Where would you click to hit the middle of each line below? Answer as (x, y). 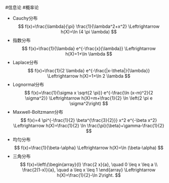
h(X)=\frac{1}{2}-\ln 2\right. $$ (89, 175)
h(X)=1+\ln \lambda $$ (89, 54)
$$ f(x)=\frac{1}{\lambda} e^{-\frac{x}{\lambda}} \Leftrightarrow (89, 49)
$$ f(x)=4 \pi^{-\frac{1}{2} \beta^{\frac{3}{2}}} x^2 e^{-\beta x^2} (89, 120)
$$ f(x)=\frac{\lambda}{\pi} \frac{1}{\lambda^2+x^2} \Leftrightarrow (89, 26)
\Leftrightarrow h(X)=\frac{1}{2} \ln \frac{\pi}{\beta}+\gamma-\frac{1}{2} (89, 126)
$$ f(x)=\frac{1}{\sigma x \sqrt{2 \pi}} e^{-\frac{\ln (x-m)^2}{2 (89, 93)
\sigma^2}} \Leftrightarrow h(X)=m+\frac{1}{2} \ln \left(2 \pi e (89, 98)
